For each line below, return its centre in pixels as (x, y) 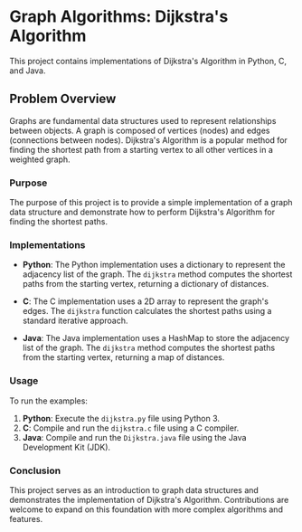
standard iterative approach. (75, 321)
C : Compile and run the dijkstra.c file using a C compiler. (131, 428)
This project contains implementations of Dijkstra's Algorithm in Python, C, (148, 61)
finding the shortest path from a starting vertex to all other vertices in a (142, 149)
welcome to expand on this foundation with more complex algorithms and (146, 509)
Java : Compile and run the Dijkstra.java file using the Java (134, 437)
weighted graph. (40, 159)
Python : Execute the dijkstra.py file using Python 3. (121, 418)
